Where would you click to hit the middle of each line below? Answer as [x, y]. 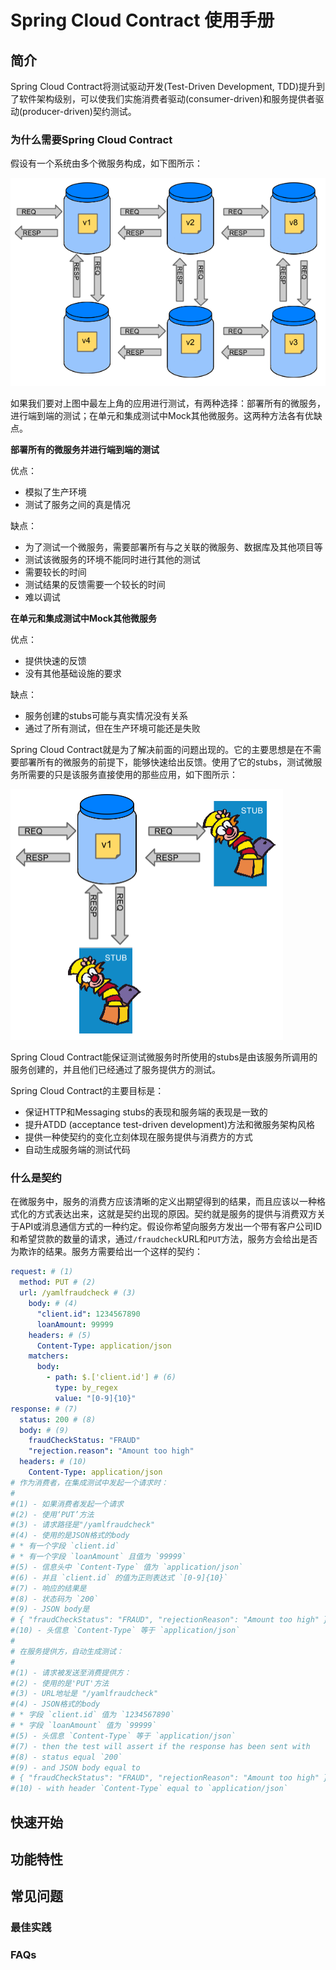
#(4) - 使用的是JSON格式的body [70, 1536]
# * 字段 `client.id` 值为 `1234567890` [92, 1715]
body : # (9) [44, 1430]
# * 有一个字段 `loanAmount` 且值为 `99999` [98, 1557]
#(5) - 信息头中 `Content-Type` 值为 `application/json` [127, 1567]
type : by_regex [86, 1388]
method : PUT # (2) [58, 1282]
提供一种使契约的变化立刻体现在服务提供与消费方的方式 [138, 1137]
